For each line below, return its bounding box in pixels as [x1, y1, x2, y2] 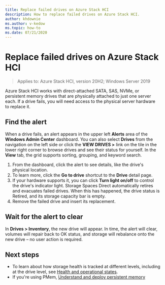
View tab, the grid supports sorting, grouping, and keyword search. [5, 152, 142, 158]
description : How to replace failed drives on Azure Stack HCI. [5, 12, 140, 17]
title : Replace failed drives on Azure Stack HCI [5, 7, 109, 12]
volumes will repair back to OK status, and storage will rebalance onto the [5, 231, 155, 237]
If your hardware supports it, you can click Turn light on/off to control [12, 177, 154, 183]
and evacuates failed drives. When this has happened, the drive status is [12, 188, 160, 194]
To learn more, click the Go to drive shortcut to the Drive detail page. [12, 172, 153, 178]
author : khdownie [5, 16, 41, 21]
